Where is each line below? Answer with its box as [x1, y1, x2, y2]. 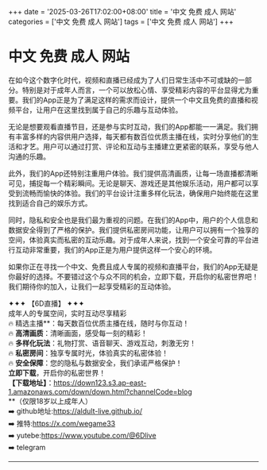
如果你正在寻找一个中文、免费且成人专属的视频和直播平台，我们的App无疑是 [8, 261, 258, 272]
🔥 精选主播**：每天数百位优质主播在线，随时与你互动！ [8, 318, 190, 328]
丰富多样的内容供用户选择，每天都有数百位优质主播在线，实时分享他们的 [14, 132, 252, 141]
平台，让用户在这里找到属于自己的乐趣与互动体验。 [14, 105, 183, 114]
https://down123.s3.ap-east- [53, 378, 147, 387]
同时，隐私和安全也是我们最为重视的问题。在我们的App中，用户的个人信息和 [8, 215, 258, 225]
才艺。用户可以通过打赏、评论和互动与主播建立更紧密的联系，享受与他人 [21, 141, 259, 151]
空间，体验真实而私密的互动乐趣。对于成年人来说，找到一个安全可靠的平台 [8, 235, 252, 245]
